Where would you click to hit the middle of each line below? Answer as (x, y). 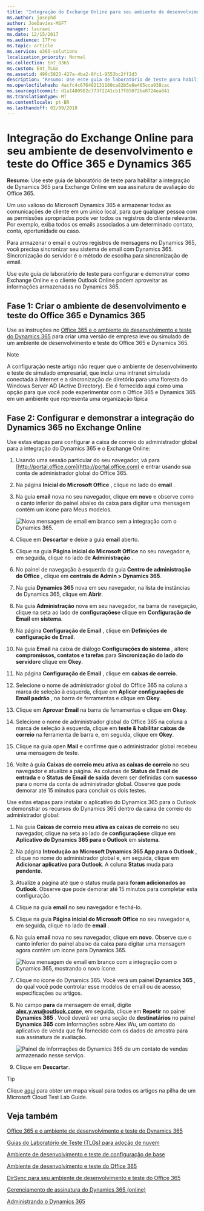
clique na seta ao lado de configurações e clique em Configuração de (103, 612)
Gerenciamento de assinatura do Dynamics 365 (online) (76, 1189)
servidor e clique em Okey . (49, 662)
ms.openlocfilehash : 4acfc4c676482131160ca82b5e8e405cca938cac (88, 86)
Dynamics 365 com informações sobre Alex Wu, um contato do (95, 1025)
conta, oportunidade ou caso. (44, 231)
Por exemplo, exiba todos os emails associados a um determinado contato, (100, 225)
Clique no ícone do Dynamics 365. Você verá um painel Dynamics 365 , (106, 980)
